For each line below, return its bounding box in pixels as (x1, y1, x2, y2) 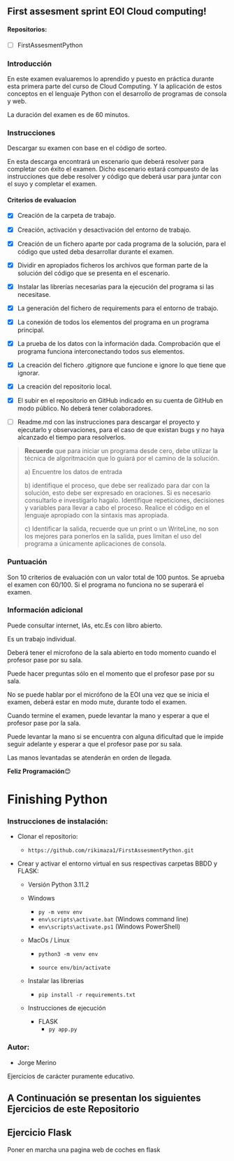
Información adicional (7, 605, 83, 615)
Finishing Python (7, 791, 108, 807)
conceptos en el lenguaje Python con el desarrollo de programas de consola (7, 89, 227, 97)
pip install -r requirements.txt (38, 992, 136, 999)
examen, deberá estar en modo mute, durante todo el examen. (7, 697, 187, 706)
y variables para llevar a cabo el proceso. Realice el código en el (24, 503, 210, 512)
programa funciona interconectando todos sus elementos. (17, 347, 185, 356)
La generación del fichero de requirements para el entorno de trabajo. (17, 304, 219, 312)
